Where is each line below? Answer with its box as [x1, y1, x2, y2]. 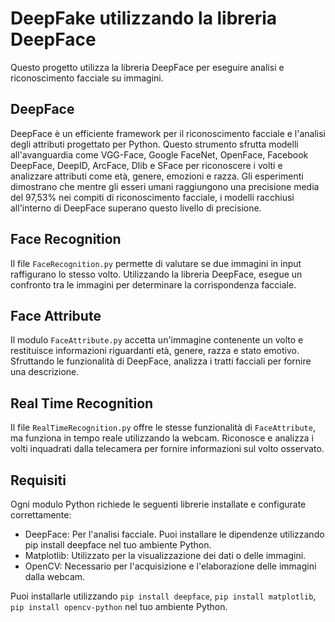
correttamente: [10, 509, 72, 521]
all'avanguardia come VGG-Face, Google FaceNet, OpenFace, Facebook [10, 148, 309, 161]
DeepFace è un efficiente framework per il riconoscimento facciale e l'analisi [10, 127, 326, 139]
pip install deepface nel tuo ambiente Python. [24, 539, 212, 551]
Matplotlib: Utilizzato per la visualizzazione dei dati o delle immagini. [24, 550, 307, 561]
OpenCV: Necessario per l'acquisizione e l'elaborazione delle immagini [24, 560, 317, 572]
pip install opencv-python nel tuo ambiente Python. [10, 601, 228, 612]
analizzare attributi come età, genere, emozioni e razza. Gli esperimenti [10, 170, 304, 182]
